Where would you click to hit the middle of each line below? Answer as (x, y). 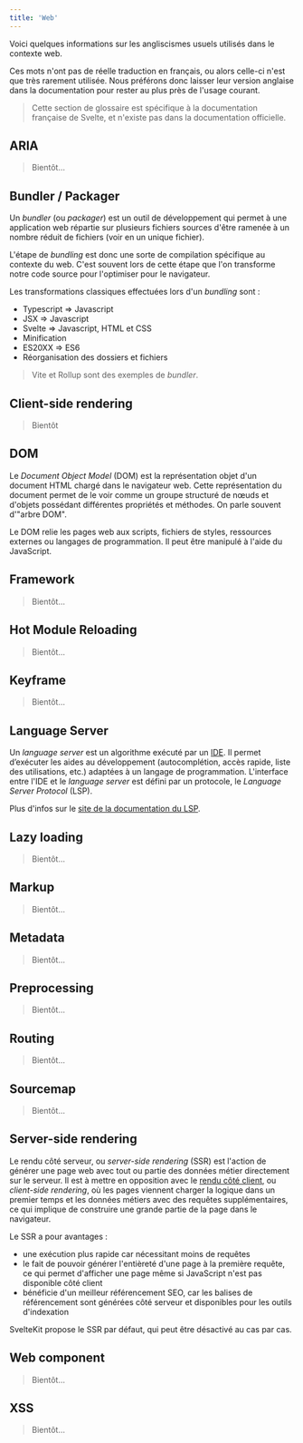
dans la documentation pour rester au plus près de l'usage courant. (135, 90)
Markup (32, 887)
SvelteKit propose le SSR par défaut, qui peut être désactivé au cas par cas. (151, 1329)
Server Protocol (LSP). (51, 791)
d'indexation (46, 1311)
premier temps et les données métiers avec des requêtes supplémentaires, (149, 1199)
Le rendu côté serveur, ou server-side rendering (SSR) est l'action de (138, 1161)
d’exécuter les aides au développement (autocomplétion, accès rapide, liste (150, 762)
